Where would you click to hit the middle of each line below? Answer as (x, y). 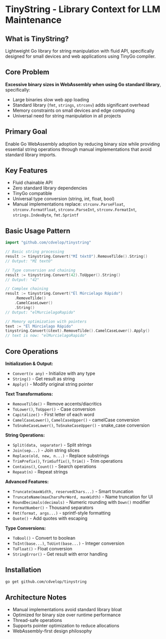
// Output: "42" (22, 279)
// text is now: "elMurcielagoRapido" (46, 336)
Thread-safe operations (37, 620)
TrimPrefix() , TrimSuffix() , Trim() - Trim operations (68, 461)
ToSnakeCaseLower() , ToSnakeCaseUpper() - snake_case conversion (81, 425)
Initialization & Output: (29, 364)
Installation (23, 570)
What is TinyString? (37, 39)
